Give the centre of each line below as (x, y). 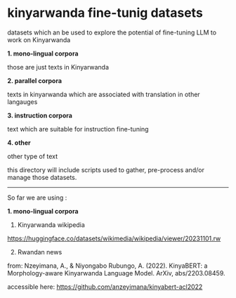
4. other (19, 143)
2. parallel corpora (34, 80)
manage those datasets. (42, 177)
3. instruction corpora (40, 115)
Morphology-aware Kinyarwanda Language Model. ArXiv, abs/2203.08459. (116, 273)
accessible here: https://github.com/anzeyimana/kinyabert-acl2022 (105, 287)
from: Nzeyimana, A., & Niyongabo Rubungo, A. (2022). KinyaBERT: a (107, 266)
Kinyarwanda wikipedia (51, 225)
